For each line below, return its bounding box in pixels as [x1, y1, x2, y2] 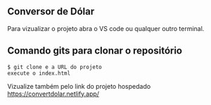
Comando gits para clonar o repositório [7, 45, 183, 57]
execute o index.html [7, 70, 71, 77]
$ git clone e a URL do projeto [7, 63, 102, 70]
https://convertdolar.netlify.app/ [7, 89, 100, 98]
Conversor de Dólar [7, 6, 95, 18]
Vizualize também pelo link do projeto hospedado [7, 82, 151, 90]
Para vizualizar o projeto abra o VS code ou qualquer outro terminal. [7, 24, 205, 32]
